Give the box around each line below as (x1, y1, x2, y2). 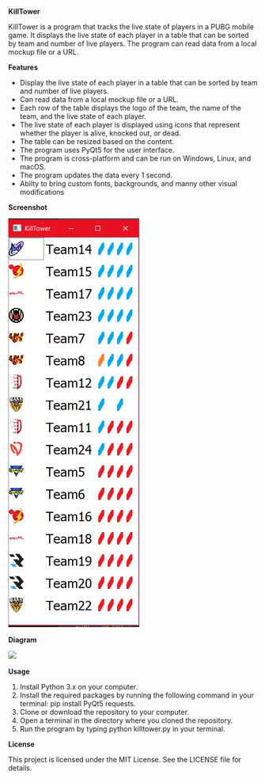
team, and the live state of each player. (19, 112, 146, 121)
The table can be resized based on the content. (19, 137, 175, 146)
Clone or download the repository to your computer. (19, 708, 190, 716)
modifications (19, 188, 65, 196)
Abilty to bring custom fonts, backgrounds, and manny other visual (19, 179, 237, 188)
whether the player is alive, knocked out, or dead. (19, 128, 182, 138)
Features (8, 63, 38, 72)
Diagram (8, 635, 37, 644)
